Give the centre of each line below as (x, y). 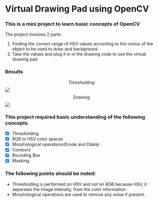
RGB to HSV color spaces (37, 139)
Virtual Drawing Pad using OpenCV (77, 9)
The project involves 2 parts (33, 34)
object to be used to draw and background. (55, 49)
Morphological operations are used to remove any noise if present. (79, 194)
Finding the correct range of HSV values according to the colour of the (83, 44)
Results (14, 72)
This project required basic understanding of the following (75, 117)
